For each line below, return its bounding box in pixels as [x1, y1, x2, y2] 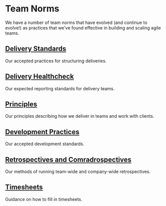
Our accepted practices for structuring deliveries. [5, 58, 107, 64]
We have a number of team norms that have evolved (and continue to [5, 19, 148, 25]
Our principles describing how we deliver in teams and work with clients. [5, 113, 155, 119]
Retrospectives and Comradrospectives [5, 155, 132, 164]
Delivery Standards [5, 44, 66, 53]
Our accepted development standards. [5, 141, 85, 147]
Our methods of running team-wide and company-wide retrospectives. [5, 169, 151, 175]
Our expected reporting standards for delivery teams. [5, 85, 115, 91]
